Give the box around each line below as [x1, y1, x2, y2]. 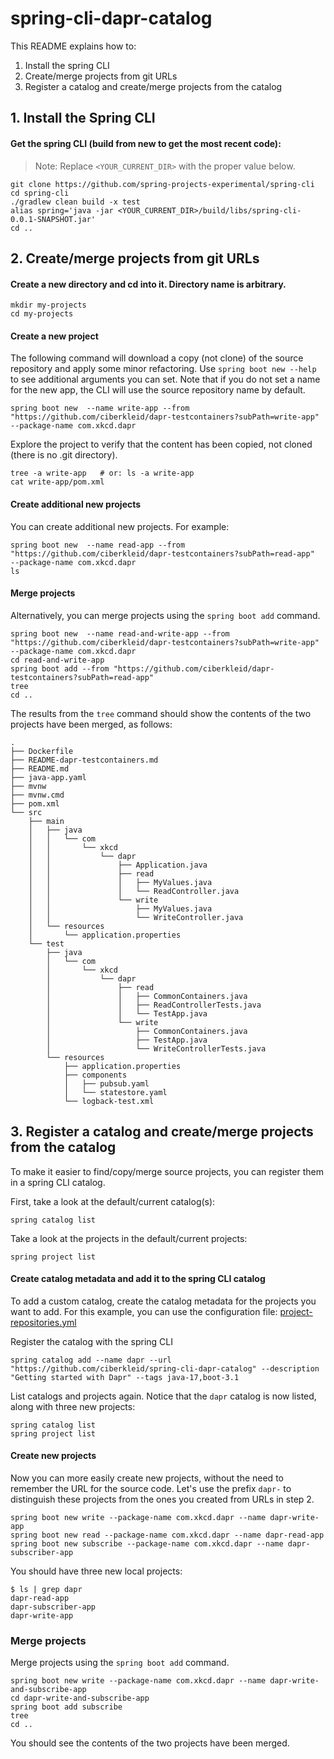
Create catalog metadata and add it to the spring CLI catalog [10, 1273, 266, 1285]
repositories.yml [10, 1316, 77, 1328]
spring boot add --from [10, 663, 110, 674]
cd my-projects [10, 309, 74, 319]
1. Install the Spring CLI [10, 110, 156, 127]
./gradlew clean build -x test [10, 197, 141, 207]
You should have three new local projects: [10, 1565, 183, 1577]
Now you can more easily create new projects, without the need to [10, 1472, 284, 1484]
